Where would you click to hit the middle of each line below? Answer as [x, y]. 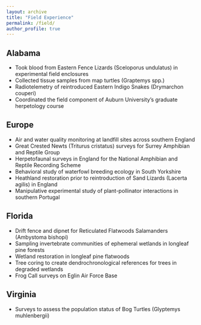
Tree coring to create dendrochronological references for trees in [96, 262]
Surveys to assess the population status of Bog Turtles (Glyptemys [97, 309]
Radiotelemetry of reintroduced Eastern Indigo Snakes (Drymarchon [99, 87]
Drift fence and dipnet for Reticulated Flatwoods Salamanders [91, 230]
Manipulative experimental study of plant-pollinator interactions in [97, 191]
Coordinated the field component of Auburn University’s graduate [96, 99]
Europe [20, 125]
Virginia [21, 295]
